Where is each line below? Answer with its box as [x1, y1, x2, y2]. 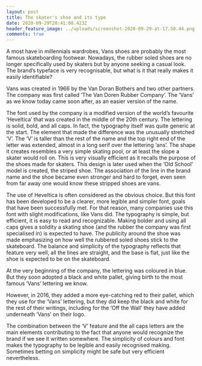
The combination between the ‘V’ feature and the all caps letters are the [6, 323, 185, 330]
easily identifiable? [6, 73, 53, 81]
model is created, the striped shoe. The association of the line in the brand [6, 167, 191, 175]
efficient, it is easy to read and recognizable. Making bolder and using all [6, 217, 186, 225]
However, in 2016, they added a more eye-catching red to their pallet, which [6, 291, 194, 299]
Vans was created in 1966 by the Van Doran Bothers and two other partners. [6, 85, 195, 92]
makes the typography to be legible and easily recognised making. [6, 341, 171, 349]
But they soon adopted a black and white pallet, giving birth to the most [6, 273, 183, 281]
